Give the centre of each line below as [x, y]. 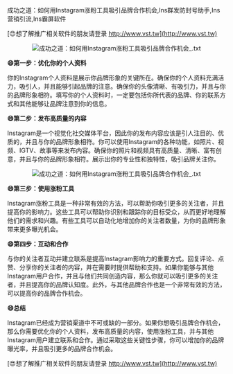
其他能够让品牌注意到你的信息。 [65, 104]
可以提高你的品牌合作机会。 [47, 293]
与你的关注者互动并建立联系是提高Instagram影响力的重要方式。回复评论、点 [115, 259]
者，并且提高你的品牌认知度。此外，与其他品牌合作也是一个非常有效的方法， [116, 285]
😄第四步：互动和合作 [38, 244]
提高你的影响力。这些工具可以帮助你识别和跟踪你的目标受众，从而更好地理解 [116, 212]
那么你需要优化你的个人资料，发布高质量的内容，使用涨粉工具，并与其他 [110, 331]
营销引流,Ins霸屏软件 [37, 19]
